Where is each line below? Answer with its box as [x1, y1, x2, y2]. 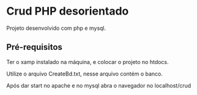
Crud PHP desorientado [6, 4, 129, 18]
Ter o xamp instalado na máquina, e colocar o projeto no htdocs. [6, 58, 169, 65]
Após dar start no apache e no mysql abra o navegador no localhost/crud [6, 82, 191, 89]
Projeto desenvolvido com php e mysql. [6, 24, 106, 32]
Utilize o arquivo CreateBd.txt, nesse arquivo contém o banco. [6, 70, 163, 77]
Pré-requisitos [6, 42, 63, 52]
